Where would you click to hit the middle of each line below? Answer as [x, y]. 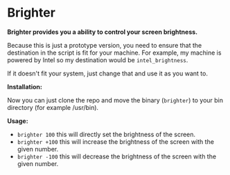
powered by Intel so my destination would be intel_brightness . [98, 59]
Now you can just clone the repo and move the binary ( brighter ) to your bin [115, 100]
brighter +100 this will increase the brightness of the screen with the [116, 141]
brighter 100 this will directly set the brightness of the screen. [106, 134]
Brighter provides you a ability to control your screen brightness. [103, 32]
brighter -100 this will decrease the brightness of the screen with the [117, 156]
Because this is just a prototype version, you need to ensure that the [105, 45]
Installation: [25, 86]
